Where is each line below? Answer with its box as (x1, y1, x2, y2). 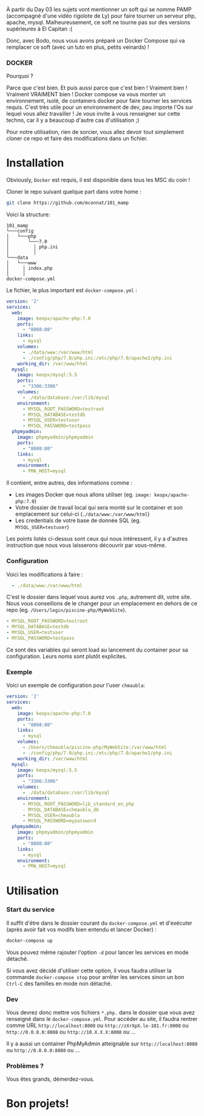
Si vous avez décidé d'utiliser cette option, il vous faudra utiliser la (6, 967, 172, 974)
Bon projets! (6, 1097, 69, 1111)
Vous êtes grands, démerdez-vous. (6, 1075, 95, 1083)
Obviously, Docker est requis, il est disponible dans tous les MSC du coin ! (6, 177, 190, 184)
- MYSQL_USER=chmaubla (22, 812, 80, 818)
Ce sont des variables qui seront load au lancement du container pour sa (6, 646, 188, 653)
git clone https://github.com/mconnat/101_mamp (6, 200, 129, 206)
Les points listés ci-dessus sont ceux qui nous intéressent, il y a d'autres (6, 535, 188, 542)
